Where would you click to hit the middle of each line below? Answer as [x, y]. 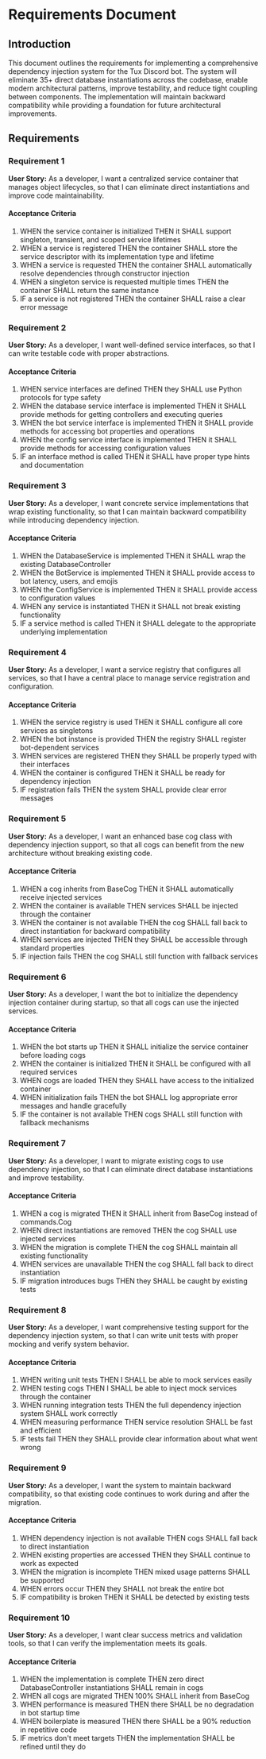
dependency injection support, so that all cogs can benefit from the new [126, 844]
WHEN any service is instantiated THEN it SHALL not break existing [130, 606]
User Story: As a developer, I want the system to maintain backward [120, 1485]
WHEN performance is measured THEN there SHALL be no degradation [137, 1704]
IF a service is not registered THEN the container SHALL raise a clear [133, 299]
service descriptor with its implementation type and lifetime [117, 257]
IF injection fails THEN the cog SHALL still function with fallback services [139, 956]
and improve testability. [46, 1178]
